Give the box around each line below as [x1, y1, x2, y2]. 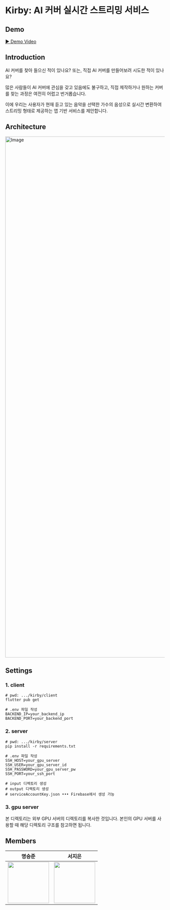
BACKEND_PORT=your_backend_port [5, 716, 73, 721]
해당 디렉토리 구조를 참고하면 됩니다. [20, 821, 92, 828]
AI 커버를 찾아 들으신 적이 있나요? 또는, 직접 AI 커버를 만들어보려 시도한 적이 [5, 67, 155, 73]
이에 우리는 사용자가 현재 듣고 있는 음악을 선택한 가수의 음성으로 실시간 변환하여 [5, 101, 162, 107]
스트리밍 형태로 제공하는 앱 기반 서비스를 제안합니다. [5, 107, 108, 114]
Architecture [5, 122, 47, 132]
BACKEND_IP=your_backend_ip [5, 712, 65, 717]
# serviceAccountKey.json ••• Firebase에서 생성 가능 [5, 792, 115, 797]
